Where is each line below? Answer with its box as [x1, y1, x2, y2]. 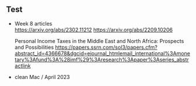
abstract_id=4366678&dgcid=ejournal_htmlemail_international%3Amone [14, 49, 190, 57]
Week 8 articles [14, 20, 53, 27]
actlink [14, 62, 31, 69]
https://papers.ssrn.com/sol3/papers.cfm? [55, 44, 158, 51]
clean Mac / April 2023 [14, 73, 70, 80]
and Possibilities [14, 44, 54, 51]
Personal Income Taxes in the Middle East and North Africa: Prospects [14, 37, 184, 44]
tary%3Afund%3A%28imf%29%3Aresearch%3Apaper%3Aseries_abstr [14, 56, 189, 63]
